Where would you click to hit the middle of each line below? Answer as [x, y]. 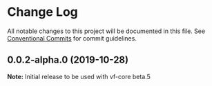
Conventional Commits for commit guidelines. [72, 38]
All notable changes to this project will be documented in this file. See [106, 31]
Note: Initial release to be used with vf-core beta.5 [79, 76]
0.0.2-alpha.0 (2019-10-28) [68, 60]
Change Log [42, 12]
